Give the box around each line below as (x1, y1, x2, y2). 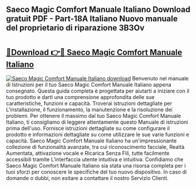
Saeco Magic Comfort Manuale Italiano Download (6, 5, 191, 15)
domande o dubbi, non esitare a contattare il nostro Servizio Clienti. (6, 175, 169, 181)
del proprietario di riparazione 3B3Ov (6, 23, 145, 33)
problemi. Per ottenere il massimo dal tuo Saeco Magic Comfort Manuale (6, 113, 181, 119)
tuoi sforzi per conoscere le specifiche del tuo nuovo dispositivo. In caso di (6, 168, 187, 175)
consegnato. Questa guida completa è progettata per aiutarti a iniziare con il (6, 87, 190, 94)
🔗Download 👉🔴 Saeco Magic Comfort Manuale (6, 47, 183, 57)
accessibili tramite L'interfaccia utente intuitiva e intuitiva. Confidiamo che (6, 156, 184, 163)
